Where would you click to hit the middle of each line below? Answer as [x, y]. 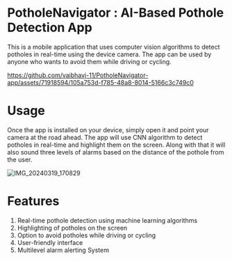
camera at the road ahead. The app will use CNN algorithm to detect [105, 137]
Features [33, 201]
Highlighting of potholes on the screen [72, 228]
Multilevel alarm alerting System [63, 250]
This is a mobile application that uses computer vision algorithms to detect [114, 47]
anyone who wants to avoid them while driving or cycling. [89, 61]
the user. [20, 159]
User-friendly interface [50, 242]
